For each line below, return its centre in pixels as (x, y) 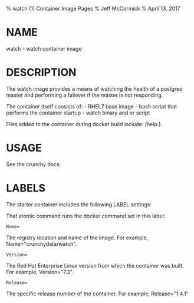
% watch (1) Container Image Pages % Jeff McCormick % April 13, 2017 (93, 9)
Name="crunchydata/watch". (42, 243)
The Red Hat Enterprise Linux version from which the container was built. (95, 265)
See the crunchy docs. (34, 164)
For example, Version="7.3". (40, 272)
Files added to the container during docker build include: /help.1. (84, 124)
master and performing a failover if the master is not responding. (85, 95)
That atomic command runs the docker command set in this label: (86, 216)
